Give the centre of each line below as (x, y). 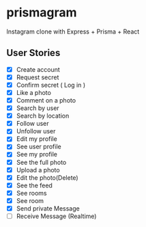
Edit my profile (36, 139)
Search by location (43, 116)
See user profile (39, 147)
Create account (38, 69)
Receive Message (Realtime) (56, 216)
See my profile (37, 155)
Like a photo (34, 92)
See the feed (34, 185)
